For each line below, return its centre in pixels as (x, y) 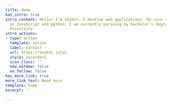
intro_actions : (21, 33)
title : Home (18, 10)
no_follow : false (28, 72)
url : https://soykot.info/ (38, 52)
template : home (21, 85)
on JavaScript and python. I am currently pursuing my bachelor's (82, 24)
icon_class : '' (26, 62)
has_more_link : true (27, 76)
